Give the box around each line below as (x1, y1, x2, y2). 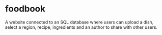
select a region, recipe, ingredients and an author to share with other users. (5, 24, 158, 30)
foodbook (5, 3, 46, 14)
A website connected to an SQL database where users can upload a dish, (5, 19, 154, 25)
